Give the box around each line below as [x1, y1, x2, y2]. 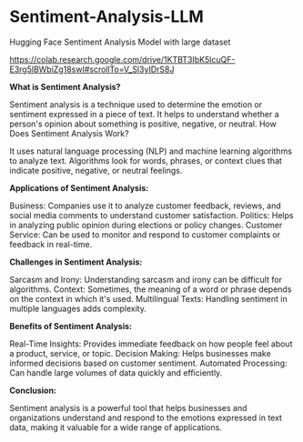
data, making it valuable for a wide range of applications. [9, 421, 223, 433]
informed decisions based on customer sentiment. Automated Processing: [9, 357, 288, 368]
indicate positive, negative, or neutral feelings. [9, 165, 183, 176]
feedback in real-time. [9, 238, 93, 249]
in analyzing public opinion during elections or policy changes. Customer [9, 219, 283, 230]
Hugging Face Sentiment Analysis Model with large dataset [9, 36, 231, 47]
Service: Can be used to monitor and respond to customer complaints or [9, 229, 280, 240]
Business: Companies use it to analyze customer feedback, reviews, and [9, 200, 282, 211]
